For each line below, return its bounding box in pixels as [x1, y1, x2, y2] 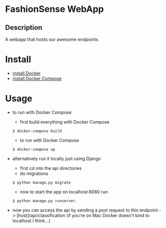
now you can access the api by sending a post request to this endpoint [12, 207, 158, 213]
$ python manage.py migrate [12, 180, 71, 185]
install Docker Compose [12, 76, 62, 81]
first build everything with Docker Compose [19, 119, 110, 125]
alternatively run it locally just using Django [12, 155, 101, 161]
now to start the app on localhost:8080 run [19, 189, 108, 195]
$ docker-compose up [12, 147, 55, 152]
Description [5, 23, 42, 32]
